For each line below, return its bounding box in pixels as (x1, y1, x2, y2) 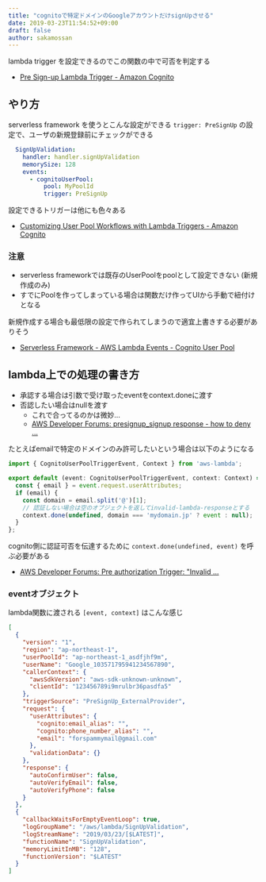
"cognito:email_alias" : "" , (36, 719, 129, 727)
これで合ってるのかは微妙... (31, 410, 121, 420)
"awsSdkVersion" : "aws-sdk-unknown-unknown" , (28, 676, 182, 684)
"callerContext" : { (22, 668, 87, 676)
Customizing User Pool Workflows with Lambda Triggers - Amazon (19, 221, 239, 231)
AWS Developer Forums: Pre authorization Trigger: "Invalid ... (19, 567, 219, 576)
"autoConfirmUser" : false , (28, 771, 119, 779)
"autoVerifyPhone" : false (28, 786, 115, 794)
